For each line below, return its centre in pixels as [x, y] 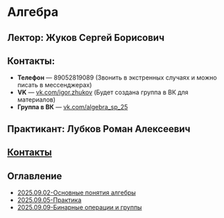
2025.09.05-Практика [49, 200]
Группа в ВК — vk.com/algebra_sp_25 [72, 107]
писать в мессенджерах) [54, 85]
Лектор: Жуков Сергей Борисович [86, 38]
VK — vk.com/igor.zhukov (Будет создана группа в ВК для [103, 92]
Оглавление [35, 176]
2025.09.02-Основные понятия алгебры [77, 192]
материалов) [36, 100]
